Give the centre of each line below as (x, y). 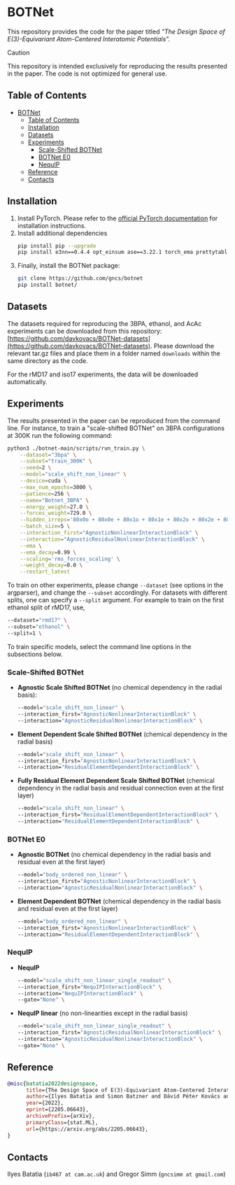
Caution (19, 52)
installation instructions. (51, 225)
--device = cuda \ (44, 481)
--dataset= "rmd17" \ (37, 620)
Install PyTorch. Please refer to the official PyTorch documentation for (117, 218)
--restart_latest (45, 572)
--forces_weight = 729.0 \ (56, 513)
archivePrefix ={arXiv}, (60, 1116)
